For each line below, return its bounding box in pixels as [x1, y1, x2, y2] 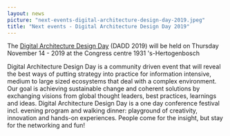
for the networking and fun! [7, 122, 85, 130]
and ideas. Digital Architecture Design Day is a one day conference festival [7, 99, 220, 108]
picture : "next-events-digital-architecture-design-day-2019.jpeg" [7, 17, 206, 23]
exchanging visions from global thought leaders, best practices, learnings [7, 92, 217, 100]
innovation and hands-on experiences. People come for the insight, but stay [7, 114, 223, 122]
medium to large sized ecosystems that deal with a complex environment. [7, 77, 217, 86]
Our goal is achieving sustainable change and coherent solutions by [7, 84, 200, 93]
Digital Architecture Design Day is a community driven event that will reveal [7, 63, 221, 71]
